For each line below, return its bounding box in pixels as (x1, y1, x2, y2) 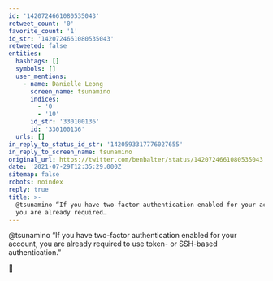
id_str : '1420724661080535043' (8, 34, 115, 43)
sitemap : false (8, 171, 60, 179)
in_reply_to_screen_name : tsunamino (8, 148, 132, 156)
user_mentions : (15, 72, 67, 80)
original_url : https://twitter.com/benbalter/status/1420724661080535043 (8, 155, 264, 163)
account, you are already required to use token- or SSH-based (8, 239, 218, 249)
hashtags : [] (15, 58, 60, 66)
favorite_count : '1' (8, 27, 79, 35)
